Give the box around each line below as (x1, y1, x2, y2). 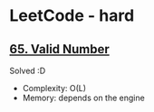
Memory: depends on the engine (22, 92, 145, 103)
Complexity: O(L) (22, 83, 87, 93)
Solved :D (9, 65, 46, 76)
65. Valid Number (9, 42, 111, 57)
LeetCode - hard (9, 5, 135, 26)
